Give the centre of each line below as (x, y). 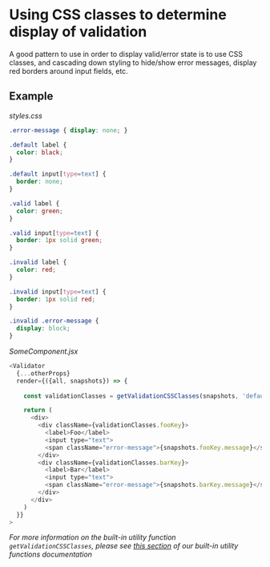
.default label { (38, 145)
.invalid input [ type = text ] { (58, 292)
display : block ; (43, 329)
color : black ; (40, 152)
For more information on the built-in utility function (93, 537)
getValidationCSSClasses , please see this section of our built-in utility (124, 546)
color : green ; (40, 211)
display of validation (78, 32)
